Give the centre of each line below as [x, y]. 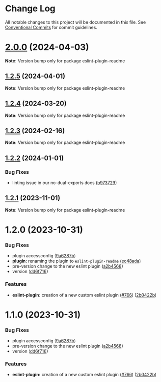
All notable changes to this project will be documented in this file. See [76, 22]
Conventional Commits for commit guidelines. [51, 27]
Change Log [30, 9]
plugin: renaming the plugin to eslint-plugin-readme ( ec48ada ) [77, 261]
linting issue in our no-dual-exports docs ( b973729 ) [64, 183]
